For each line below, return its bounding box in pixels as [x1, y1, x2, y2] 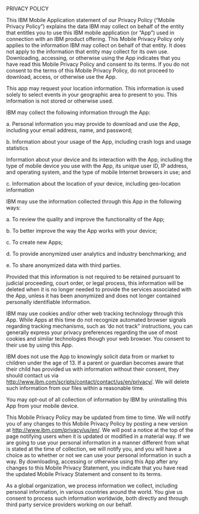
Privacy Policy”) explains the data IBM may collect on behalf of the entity [6, 23, 184, 30]
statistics [6, 145, 29, 151]
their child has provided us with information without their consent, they [6, 366, 179, 373]
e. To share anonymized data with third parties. [6, 262, 122, 269]
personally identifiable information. [6, 299, 91, 305]
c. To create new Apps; [6, 239, 63, 246]
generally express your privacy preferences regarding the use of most [6, 329, 178, 336]
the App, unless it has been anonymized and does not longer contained [6, 292, 181, 299]
